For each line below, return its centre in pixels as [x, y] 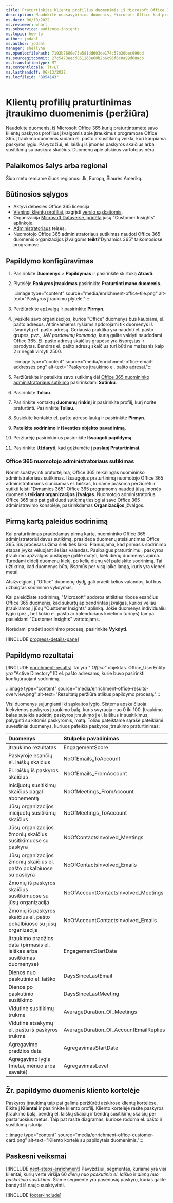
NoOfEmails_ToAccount [92, 759]
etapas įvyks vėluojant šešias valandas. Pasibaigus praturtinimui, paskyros [85, 550]
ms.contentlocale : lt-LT [32, 67]
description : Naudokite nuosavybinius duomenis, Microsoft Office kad [83, 15]
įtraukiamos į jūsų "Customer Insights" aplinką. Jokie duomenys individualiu [86, 608]
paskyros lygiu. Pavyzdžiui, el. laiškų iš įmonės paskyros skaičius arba [80, 144]
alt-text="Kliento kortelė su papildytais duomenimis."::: [86, 1140]
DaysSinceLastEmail [88, 976]
